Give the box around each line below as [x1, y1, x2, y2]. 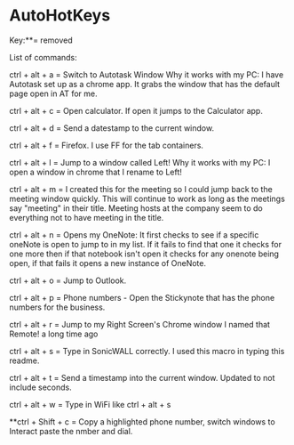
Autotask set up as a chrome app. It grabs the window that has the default [9, 78, 281, 89]
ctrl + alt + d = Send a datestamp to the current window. [9, 122, 215, 133]
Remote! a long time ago [9, 328, 99, 339]
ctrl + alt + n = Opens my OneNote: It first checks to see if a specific [9, 229, 259, 240]
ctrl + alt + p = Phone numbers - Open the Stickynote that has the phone [9, 292, 275, 303]
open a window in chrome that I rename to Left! [9, 166, 182, 177]
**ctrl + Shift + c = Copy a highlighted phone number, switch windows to [9, 416, 275, 427]
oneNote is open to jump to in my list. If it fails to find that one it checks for [9, 239, 282, 249]
